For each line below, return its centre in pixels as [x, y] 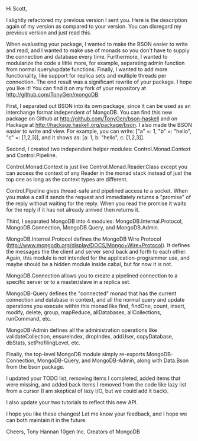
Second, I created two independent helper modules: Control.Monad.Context [98, 149]
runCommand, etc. [29, 319]
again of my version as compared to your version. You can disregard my [94, 26]
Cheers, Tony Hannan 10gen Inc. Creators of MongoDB [73, 432]
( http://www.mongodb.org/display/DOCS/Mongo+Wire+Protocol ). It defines [98, 245]
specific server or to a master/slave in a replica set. [69, 282]
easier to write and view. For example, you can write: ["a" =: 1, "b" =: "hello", [99, 131]
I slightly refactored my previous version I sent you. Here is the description [97, 20]
